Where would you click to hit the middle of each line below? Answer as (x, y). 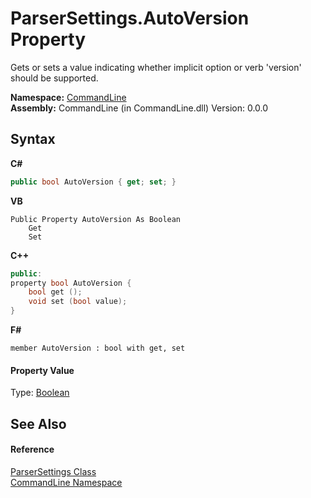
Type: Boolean (40, 393)
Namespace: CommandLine (68, 97)
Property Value (42, 370)
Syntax (33, 139)
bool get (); (55, 292)
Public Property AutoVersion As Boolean (96, 219)
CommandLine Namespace (66, 482)
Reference (32, 449)
